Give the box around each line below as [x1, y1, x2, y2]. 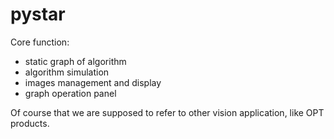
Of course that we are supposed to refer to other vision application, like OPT [10, 106, 325, 118]
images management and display [24, 76, 162, 88]
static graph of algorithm [24, 55, 127, 67]
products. [10, 117, 50, 129]
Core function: [10, 36, 70, 48]
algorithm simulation [24, 66, 110, 78]
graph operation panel [24, 87, 117, 99]
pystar [10, 3, 66, 26]
